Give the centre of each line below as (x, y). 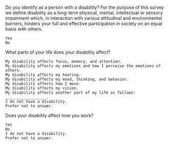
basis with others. (24, 29)
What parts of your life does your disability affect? (58, 52)
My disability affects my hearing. (43, 75)
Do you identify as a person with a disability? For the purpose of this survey (85, 7)
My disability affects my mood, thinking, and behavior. (67, 79)
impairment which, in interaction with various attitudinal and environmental (84, 18)
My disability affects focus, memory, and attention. (64, 62)
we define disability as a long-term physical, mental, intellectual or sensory (84, 13)
